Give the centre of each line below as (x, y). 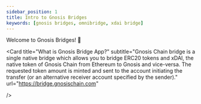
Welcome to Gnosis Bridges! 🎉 (44, 40)
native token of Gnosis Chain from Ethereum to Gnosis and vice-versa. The (99, 64)
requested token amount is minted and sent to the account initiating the (94, 71)
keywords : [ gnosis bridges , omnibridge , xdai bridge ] (75, 23)
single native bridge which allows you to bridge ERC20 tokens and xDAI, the (100, 58)
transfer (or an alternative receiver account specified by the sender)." (92, 77)
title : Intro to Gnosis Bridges (46, 17)
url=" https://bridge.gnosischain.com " (52, 84)
